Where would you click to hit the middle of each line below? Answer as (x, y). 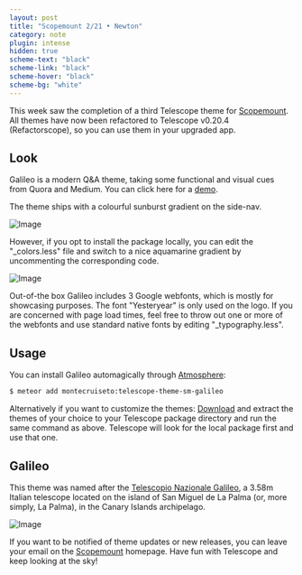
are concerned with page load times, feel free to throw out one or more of (146, 315)
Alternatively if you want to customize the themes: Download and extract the (151, 409)
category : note (38, 34)
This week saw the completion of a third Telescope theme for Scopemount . (149, 110)
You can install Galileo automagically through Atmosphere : (118, 375)
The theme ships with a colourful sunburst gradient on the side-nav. (136, 207)
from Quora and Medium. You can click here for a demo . (114, 190)
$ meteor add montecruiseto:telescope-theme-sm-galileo (116, 392)
